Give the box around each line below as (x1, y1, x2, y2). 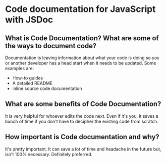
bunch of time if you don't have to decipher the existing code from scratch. (5, 118, 159, 124)
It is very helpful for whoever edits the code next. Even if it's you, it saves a (5, 113, 159, 119)
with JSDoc (5, 14, 54, 25)
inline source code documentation (12, 85, 82, 91)
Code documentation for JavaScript (5, 3, 156, 15)
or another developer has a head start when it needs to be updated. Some (5, 60, 156, 66)
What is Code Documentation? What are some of (5, 34, 159, 42)
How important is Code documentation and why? (5, 133, 160, 141)
